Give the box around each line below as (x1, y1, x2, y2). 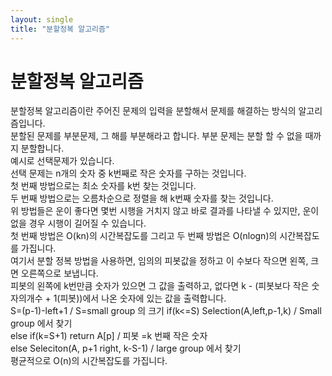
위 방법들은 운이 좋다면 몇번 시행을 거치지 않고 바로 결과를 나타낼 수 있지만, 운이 (10, 205, 320, 217)
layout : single (10, 14, 74, 25)
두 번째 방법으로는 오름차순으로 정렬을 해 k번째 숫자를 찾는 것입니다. (10, 192, 274, 205)
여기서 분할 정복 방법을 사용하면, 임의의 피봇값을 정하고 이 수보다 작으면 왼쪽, (10, 255, 309, 267)
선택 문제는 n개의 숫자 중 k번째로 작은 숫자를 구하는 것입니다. (10, 167, 247, 180)
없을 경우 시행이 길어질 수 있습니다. (10, 217, 147, 230)
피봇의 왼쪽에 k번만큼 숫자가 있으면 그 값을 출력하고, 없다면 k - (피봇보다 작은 (10, 280, 310, 292)
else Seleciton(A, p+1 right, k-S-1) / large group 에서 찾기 (10, 342, 242, 355)
